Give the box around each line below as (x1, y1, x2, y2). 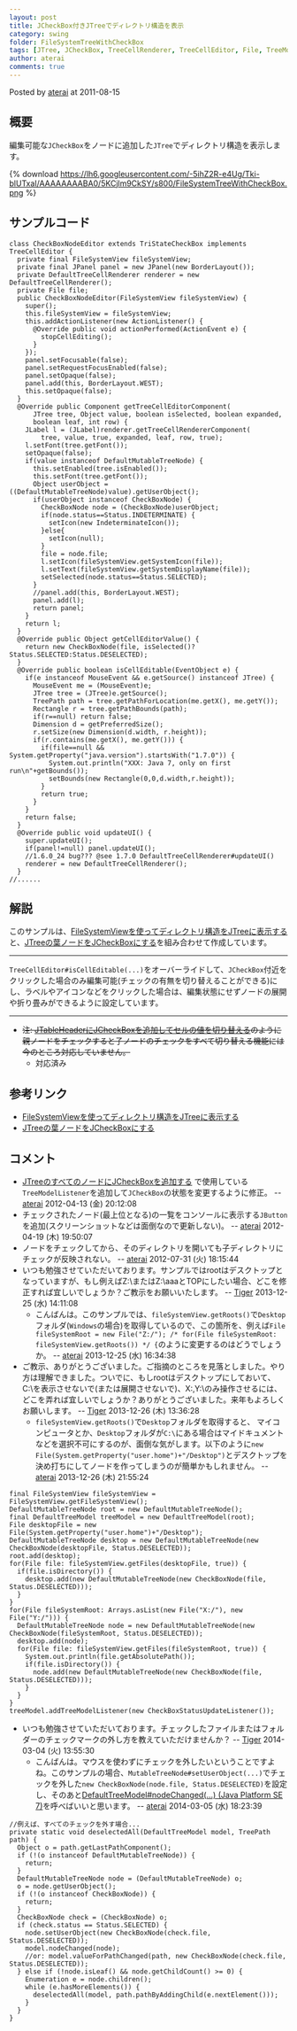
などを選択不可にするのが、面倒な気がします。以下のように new (34, 1438, 263, 1449)
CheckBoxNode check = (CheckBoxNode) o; (17, 1912, 168, 1922)
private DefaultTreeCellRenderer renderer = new (17, 270, 200, 279)
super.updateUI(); (25, 836, 93, 845)
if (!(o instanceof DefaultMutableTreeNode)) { (17, 1850, 196, 1860)
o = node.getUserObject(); (17, 1881, 117, 1891)
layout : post (9, 12, 57, 22)
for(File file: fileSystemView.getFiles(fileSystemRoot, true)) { (17, 1644, 267, 1653)
